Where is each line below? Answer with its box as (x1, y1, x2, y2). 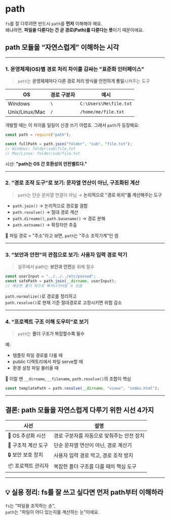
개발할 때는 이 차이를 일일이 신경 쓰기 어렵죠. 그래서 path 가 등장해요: (5, 122, 140, 128)
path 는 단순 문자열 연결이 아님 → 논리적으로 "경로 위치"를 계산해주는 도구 (17, 191, 162, 198)
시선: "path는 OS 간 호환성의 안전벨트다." (5, 160, 88, 167)
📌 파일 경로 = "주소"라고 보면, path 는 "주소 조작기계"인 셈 (5, 232, 119, 239)
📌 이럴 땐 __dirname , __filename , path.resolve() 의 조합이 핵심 (5, 376, 132, 382)
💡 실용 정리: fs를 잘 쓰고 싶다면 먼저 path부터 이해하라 (5, 488, 163, 497)
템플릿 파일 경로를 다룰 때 (12, 352, 63, 359)
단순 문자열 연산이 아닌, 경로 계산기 (54, 441, 132, 448)
